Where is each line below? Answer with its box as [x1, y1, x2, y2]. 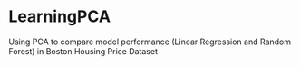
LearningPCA [8, 6, 111, 27]
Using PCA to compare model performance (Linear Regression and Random [8, 36, 292, 47]
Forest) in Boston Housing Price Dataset [8, 45, 159, 56]
